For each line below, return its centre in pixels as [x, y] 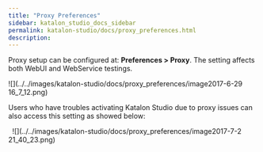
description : [30, 38]
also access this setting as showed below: [77, 116]
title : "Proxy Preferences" [55, 15]
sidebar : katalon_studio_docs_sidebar [72, 23]
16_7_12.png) [28, 93]
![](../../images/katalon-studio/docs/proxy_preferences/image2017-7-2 [126, 131]
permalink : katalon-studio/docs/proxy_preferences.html [102, 30]
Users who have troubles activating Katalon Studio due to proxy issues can [131, 108]
